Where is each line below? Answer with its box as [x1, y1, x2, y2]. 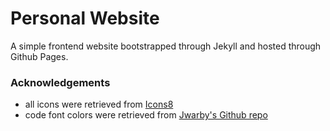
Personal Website [10, 7, 160, 30]
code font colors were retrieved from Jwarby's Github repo [24, 109, 268, 121]
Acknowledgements [10, 75, 111, 89]
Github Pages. [10, 50, 69, 62]
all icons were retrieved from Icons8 [24, 98, 174, 111]
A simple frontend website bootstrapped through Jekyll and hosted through [10, 40, 322, 52]
